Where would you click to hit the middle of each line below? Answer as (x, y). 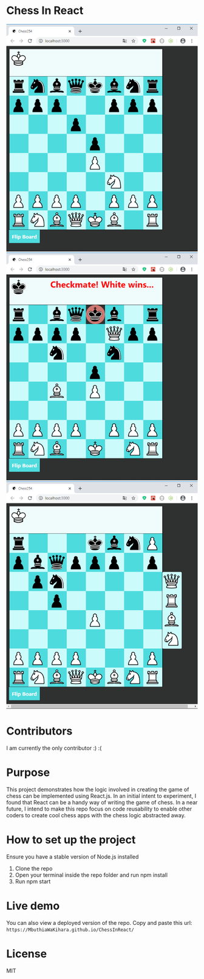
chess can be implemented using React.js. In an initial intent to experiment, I (101, 796)
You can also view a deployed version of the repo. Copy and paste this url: (99, 922)
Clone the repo (34, 868)
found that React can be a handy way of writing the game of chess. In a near (102, 802)
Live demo (33, 906)
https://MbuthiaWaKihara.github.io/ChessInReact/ (70, 930)
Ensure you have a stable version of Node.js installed (73, 856)
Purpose (28, 772)
